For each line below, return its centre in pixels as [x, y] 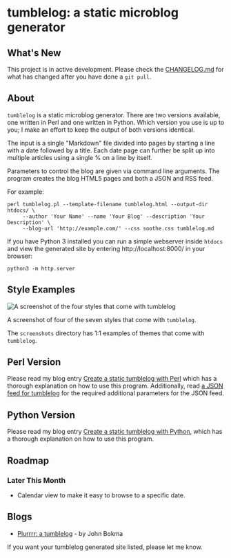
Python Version [41, 415]
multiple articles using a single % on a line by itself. [80, 157]
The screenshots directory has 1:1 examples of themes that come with [106, 333]
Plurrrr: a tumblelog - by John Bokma [70, 533]
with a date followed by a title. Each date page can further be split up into [111, 150]
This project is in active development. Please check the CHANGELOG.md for [115, 69]
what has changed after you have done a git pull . [79, 77]
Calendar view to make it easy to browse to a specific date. [101, 495]
